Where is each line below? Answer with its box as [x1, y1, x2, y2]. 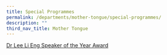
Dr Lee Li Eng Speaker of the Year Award [6, 42, 109, 49]
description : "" [6, 20, 47, 26]
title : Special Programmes [6, 8, 75, 15]
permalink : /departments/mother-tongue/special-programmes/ [6, 14, 162, 20]
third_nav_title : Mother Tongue [6, 25, 88, 32]
